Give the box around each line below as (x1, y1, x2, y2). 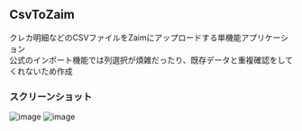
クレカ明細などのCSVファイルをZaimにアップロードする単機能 (9, 31, 242, 43)
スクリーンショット (9, 90, 93, 102)
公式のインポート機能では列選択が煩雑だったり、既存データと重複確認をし (9, 54, 286, 65)
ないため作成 (24, 65, 73, 76)
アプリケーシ (241, 31, 288, 43)
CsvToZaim (9, 7, 75, 22)
